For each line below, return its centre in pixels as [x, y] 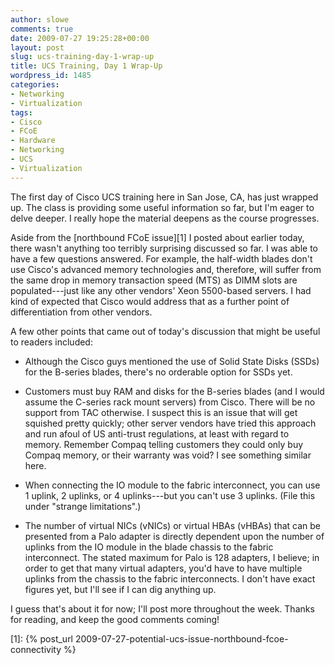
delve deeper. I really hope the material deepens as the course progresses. [165, 218]
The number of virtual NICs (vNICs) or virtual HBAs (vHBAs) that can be [172, 525]
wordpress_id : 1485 [51, 76]
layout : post [37, 47]
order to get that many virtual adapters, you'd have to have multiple [163, 568]
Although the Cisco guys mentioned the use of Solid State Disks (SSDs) [172, 361]
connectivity [36, 649]
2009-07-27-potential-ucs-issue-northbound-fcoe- [181, 638]
